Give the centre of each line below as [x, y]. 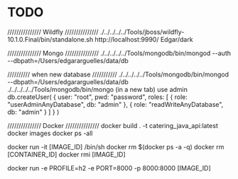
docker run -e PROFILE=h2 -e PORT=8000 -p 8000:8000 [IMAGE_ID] [109, 168]
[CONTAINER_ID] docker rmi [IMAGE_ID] [66, 154]
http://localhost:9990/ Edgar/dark [144, 39]
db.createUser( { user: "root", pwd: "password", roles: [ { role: [98, 97]
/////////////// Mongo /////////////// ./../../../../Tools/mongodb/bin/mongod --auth [119, 53]
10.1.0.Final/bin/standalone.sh [50, 39]
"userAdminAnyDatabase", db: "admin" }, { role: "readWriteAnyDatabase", [115, 104]
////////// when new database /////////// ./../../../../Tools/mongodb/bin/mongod [118, 74]
